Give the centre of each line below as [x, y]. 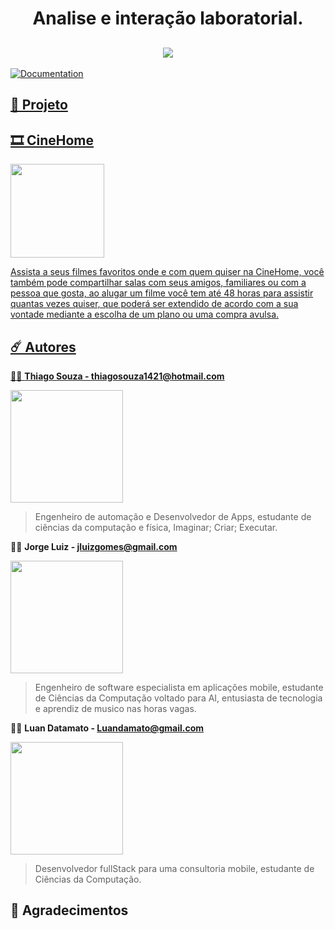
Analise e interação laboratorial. [168, 18]
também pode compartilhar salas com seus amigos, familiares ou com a [158, 283]
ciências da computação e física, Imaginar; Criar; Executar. [156, 528]
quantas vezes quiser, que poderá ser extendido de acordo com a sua [154, 304]
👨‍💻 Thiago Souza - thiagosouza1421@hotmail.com [117, 376]
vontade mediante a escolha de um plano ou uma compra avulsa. [145, 314]
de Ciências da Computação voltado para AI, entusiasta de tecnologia [178, 698]
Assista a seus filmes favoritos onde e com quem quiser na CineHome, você [167, 272]
